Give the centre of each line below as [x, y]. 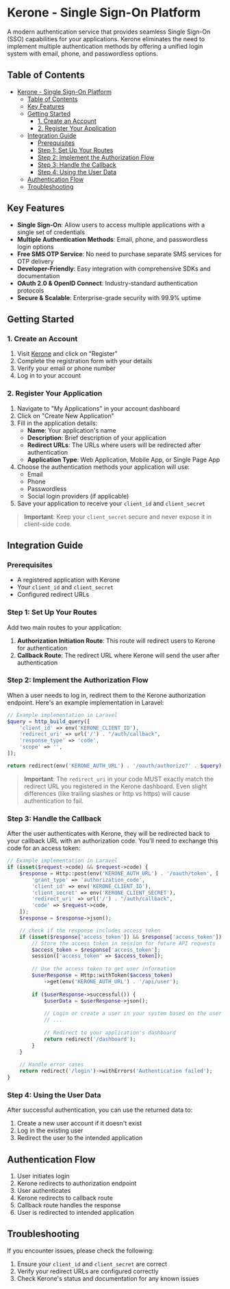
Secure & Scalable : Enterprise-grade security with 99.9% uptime [109, 297]
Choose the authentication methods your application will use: [103, 467]
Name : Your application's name [72, 430]
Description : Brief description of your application [97, 437]
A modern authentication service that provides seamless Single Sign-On [109, 32]
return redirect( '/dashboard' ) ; [90, 1039]
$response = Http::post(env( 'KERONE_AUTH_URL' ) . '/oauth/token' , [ [119, 874]
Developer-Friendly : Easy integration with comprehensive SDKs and [114, 269]
